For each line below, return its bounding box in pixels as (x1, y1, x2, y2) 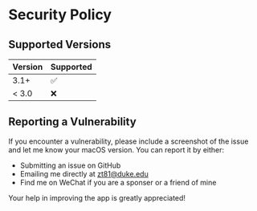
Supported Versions (8, 38, 111, 51)
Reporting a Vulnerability (8, 115, 137, 129)
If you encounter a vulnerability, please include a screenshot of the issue (8, 136, 249, 146)
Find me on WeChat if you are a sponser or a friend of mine (19, 177, 217, 187)
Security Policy (8, 6, 112, 24)
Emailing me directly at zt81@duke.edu (19, 168, 149, 178)
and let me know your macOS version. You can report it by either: (8, 144, 225, 154)
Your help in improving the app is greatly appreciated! (8, 193, 186, 202)
